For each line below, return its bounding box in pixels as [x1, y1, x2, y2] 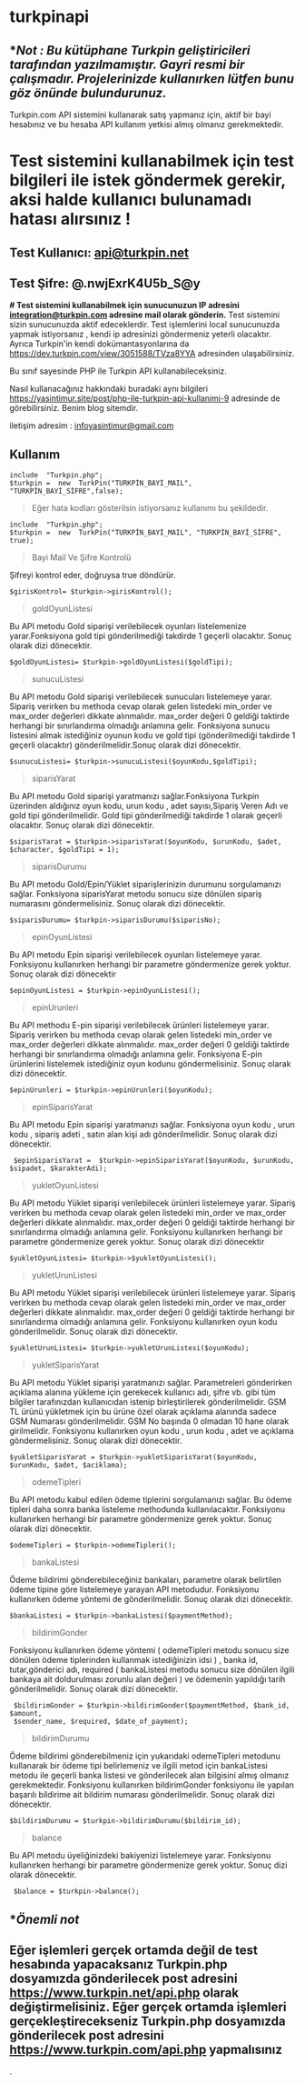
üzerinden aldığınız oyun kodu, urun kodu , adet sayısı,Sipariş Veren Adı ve [9, 800, 289, 811]
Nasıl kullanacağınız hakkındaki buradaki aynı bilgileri [9, 384, 209, 395]
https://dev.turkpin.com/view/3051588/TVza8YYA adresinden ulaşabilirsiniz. [9, 348, 295, 359]
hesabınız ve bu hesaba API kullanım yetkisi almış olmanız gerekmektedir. [9, 119, 284, 129]
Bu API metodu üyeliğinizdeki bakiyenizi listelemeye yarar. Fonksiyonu [9, 1850, 271, 1861]
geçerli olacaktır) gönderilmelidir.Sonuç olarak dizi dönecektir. [9, 739, 241, 751]
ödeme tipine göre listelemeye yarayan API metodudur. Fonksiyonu [9, 1584, 260, 1595]
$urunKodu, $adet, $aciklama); [9, 1461, 128, 1470]
